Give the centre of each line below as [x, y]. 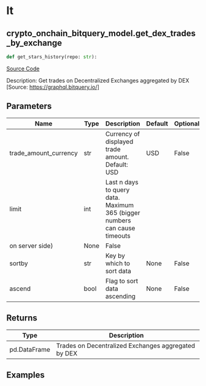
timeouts [118, 235]
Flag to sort [122, 281]
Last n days [122, 182]
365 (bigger [123, 213]
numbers [118, 220]
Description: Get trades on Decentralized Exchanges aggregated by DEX [98, 80]
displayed [119, 142]
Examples [25, 375]
